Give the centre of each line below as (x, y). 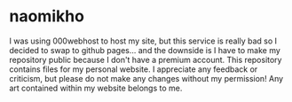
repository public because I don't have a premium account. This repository (146, 59)
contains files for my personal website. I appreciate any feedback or (134, 69)
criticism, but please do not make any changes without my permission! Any (146, 78)
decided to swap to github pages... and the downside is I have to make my (145, 50)
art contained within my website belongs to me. (96, 88)
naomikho (47, 16)
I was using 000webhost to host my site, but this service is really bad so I (143, 41)
